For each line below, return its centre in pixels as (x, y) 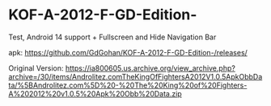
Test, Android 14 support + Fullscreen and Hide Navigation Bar (112, 37)
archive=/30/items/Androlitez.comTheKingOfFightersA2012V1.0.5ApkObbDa (135, 76)
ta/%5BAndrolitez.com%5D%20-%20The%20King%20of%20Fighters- (128, 85)
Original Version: (36, 68)
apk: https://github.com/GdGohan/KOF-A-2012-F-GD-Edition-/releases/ (128, 52)
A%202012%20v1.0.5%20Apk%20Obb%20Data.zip (95, 93)
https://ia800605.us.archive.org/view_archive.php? (150, 68)
